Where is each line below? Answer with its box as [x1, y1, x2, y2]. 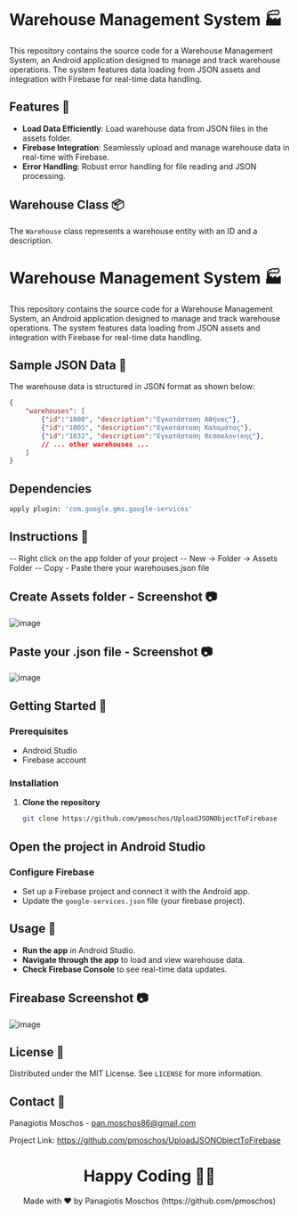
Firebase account [21, 754, 87, 765]
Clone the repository [21, 797, 101, 808]
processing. [21, 170, 67, 181]
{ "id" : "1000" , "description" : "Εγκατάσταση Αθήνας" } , [41, 415, 241, 424]
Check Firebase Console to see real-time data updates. [21, 964, 228, 974]
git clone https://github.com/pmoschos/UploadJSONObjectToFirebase [21, 814, 278, 823]
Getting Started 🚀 [9, 698, 108, 714]
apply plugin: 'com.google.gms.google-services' [9, 505, 193, 514]
